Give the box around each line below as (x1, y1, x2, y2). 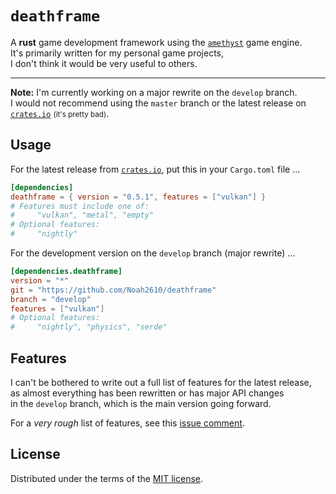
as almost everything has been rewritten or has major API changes (10, 387, 285, 399)
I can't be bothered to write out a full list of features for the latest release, (10, 376, 312, 388)
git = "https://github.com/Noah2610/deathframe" (10, 285, 217, 295)
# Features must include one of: (10, 201, 150, 211)
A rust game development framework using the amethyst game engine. (10, 36, 303, 48)
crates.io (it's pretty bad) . (10, 107, 110, 119)
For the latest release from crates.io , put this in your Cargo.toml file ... (10, 163, 301, 175)
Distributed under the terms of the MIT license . (10, 472, 204, 484)
